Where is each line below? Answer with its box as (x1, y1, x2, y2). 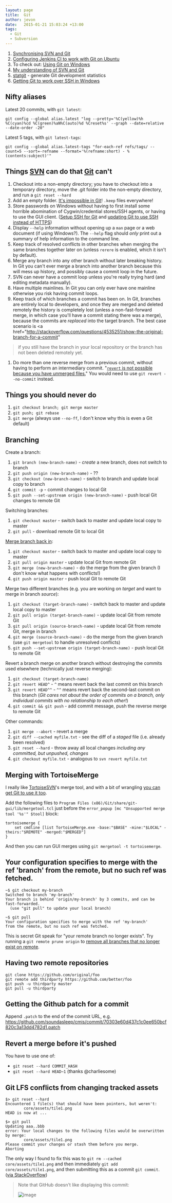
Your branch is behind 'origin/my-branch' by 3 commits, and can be (5, 896, 155, 902)
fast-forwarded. (5, 901, 40, 906)
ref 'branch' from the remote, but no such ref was (5, 866, 167, 875)
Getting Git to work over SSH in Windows (12, 78, 100, 84)
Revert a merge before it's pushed (5, 1039, 117, 1048)
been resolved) (12, 739, 45, 746)
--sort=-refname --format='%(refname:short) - (24, 149, 125, 154)
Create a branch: (5, 449, 41, 455)
